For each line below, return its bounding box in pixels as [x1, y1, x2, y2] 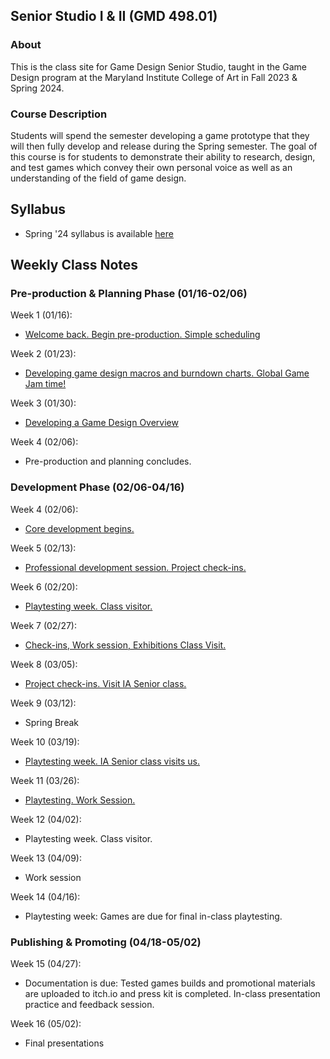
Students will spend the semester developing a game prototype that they [10, 129, 310, 141]
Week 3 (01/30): [10, 397, 77, 409]
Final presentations [24, 1037, 105, 1049]
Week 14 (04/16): [10, 890, 81, 903]
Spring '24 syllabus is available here [24, 227, 174, 239]
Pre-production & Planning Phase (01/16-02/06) [10, 287, 248, 301]
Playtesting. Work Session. [24, 794, 136, 806]
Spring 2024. [10, 82, 65, 94]
